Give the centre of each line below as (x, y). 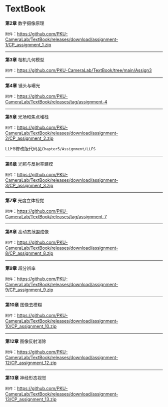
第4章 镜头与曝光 (23, 85)
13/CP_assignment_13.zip (31, 399)
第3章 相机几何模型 (25, 59)
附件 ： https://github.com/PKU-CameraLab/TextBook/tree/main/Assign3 (78, 70)
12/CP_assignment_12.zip (31, 363)
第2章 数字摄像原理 (25, 23)
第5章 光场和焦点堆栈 (27, 117)
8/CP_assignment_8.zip (29, 253)
